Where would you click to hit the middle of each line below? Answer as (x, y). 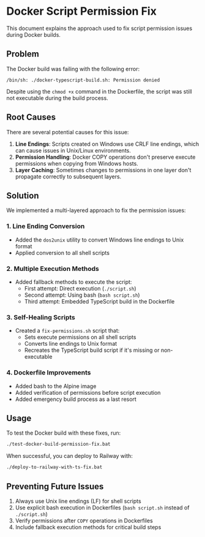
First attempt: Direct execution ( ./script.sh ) (80, 288)
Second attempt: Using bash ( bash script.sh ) (82, 295)
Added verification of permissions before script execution (88, 392)
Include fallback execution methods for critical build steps (88, 527)
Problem (23, 54)
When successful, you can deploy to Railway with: (69, 456)
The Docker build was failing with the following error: (73, 69)
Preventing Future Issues (55, 486)
